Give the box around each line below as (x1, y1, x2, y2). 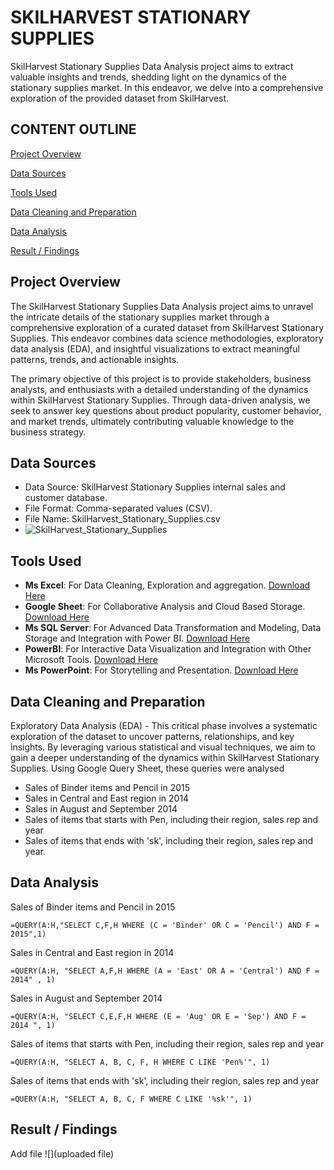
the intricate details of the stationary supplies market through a (10, 311, 270, 323)
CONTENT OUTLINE (10, 121, 137, 138)
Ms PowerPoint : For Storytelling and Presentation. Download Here (24, 664, 299, 676)
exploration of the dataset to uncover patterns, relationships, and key (10, 731, 295, 742)
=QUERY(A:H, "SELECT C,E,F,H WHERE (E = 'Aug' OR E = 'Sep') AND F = (10, 1011, 307, 1021)
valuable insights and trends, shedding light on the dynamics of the (10, 71, 287, 83)
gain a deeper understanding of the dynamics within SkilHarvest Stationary (10, 752, 320, 763)
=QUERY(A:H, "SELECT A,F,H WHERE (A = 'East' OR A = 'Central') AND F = (10, 966, 320, 976)
